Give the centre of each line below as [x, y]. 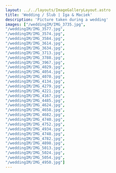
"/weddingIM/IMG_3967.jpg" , [35, 62]
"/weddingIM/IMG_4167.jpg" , [35, 96]
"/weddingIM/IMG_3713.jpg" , [35, 53]
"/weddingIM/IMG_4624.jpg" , [35, 105]
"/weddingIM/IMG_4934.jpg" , [35, 129]
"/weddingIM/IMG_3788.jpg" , [35, 58]
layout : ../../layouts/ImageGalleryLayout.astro [58, 10]
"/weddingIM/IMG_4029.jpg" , [35, 67]
